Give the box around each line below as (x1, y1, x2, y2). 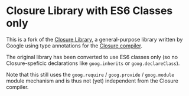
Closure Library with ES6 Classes (6, 4, 173, 18)
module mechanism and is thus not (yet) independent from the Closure (6, 77, 178, 84)
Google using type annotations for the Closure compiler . (6, 42, 143, 49)
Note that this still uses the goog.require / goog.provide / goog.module (6, 71, 174, 78)
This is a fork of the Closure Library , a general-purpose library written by (6, 36, 183, 43)
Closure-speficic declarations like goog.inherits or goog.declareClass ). (6, 60, 180, 67)
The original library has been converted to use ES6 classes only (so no (6, 53, 178, 60)
